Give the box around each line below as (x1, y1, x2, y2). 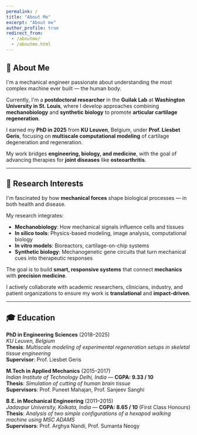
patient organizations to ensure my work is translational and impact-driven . (6, 290, 191, 297)
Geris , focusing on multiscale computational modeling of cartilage (6, 132, 169, 140)
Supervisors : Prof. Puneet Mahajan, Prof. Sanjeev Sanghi (6, 386, 145, 393)
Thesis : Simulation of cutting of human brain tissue (6, 380, 131, 387)
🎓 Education (6, 312, 56, 322)
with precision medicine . (6, 272, 67, 279)
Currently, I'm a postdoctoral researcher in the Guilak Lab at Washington (6, 96, 185, 103)
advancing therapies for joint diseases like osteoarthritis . (6, 156, 147, 163)
